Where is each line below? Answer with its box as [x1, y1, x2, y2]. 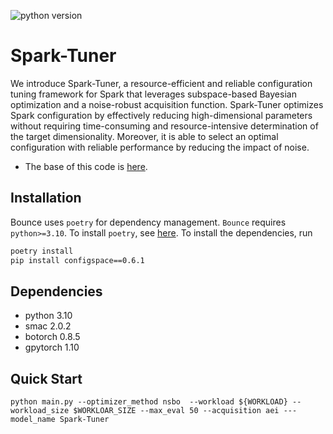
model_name [10, 415, 56, 425]
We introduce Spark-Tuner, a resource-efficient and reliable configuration [10, 77, 313, 89]
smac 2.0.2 [24, 320, 72, 332]
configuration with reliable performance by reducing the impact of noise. [10, 141, 310, 153]
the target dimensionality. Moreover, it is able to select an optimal [10, 130, 279, 142]
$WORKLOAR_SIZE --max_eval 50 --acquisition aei [73, 406, 280, 416]
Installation [10, 190, 82, 207]
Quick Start [10, 370, 83, 387]
